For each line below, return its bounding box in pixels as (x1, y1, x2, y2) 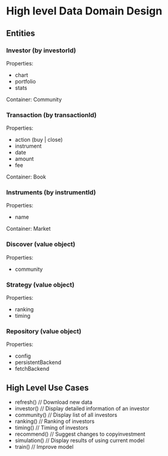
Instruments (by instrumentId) (6, 188, 96, 196)
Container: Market (6, 225, 51, 233)
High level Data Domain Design (6, 4, 163, 18)
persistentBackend (14, 359, 62, 366)
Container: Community (6, 96, 62, 103)
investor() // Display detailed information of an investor (14, 405, 150, 412)
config (14, 353, 31, 360)
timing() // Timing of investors (14, 424, 88, 431)
